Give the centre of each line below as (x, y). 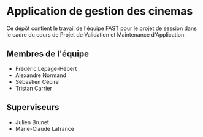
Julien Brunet (32, 122)
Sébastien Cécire (37, 81)
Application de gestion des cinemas (100, 11)
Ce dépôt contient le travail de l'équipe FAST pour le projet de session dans (102, 28)
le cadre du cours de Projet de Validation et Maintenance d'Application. (96, 34)
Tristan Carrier (33, 88)
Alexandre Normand (40, 75)
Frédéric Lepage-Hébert (46, 68)
